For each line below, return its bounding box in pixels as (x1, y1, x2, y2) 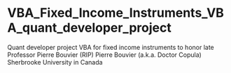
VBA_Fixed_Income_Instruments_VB (7, 5, 224, 21)
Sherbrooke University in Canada (7, 58, 103, 66)
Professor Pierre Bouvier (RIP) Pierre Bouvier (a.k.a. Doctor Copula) (7, 51, 202, 59)
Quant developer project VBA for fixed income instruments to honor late (7, 43, 215, 51)
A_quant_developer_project (7, 20, 171, 36)
